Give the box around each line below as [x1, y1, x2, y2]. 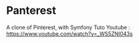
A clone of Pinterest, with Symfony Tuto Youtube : [6, 24, 131, 31]
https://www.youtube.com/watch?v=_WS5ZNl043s [6, 30, 133, 37]
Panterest [6, 4, 56, 18]
